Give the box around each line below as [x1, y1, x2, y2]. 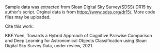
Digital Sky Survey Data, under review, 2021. [5, 43, 94, 48]
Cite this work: [5, 23, 34, 29]
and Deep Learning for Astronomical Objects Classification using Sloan [5, 38, 147, 43]
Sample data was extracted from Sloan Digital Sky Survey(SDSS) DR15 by [5, 4, 152, 10]
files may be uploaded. [5, 14, 51, 20]
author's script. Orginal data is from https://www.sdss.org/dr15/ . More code [5, 9, 156, 15]
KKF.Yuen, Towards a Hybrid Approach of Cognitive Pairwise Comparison [5, 33, 152, 38]
